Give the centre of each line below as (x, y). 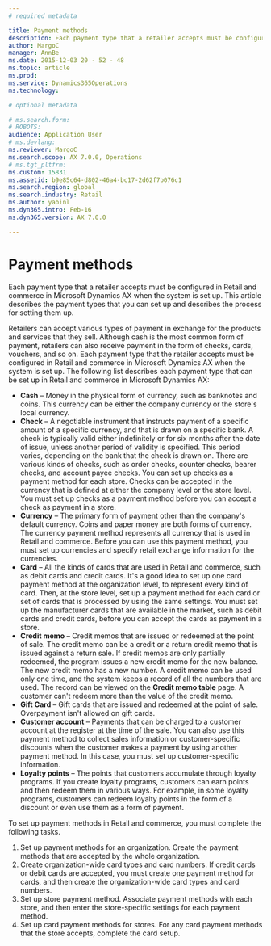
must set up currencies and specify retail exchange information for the (137, 549)
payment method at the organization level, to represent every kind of (134, 584)
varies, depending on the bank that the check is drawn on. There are (134, 455)
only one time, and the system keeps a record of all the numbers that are (141, 679)
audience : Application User (56, 135)
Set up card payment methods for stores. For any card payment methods (141, 924)
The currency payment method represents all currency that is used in (135, 532)
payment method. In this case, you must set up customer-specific (129, 755)
